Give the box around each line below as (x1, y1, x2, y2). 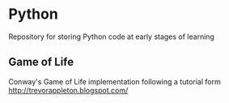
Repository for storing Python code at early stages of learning (8, 32, 214, 41)
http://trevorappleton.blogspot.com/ (8, 85, 129, 95)
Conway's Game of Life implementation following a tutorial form (8, 76, 221, 86)
